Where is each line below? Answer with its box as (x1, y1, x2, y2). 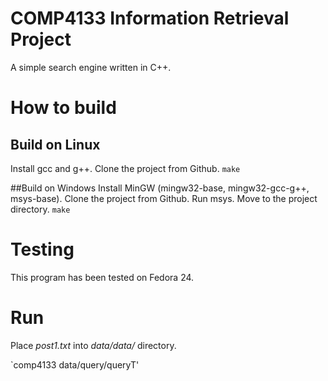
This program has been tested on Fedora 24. (10, 271, 195, 283)
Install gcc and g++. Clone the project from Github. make (10, 162, 241, 174)
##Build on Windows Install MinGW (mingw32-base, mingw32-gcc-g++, (10, 182, 310, 194)
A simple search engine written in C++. (10, 61, 172, 73)
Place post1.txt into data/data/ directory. (10, 339, 177, 351)
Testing (10, 238, 75, 261)
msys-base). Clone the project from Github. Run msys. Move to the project (10, 192, 318, 204)
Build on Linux (10, 136, 101, 153)
